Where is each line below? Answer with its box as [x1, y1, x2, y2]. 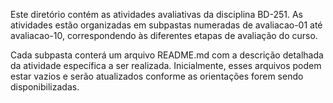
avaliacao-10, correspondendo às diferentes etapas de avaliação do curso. [10, 30, 318, 41]
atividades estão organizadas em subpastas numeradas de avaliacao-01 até [10, 19, 323, 31]
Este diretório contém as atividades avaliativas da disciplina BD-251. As [10, 9, 303, 20]
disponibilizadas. [10, 81, 80, 93]
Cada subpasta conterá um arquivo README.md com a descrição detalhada [10, 49, 324, 61]
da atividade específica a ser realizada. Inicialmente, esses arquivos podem [10, 60, 322, 71]
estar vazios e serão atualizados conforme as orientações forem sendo [10, 70, 304, 82]
